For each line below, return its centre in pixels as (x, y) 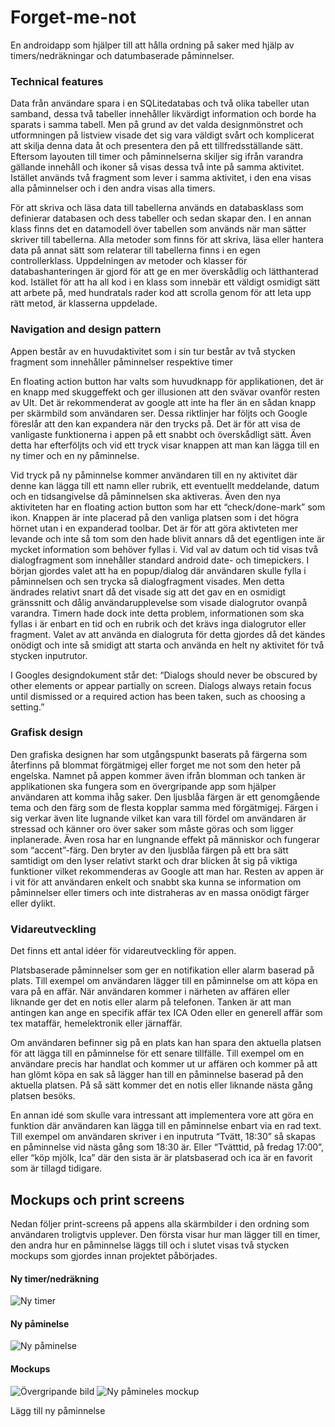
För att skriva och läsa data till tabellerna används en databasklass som (157, 208)
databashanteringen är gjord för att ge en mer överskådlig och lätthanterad (164, 272)
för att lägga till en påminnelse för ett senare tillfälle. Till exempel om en (157, 1053)
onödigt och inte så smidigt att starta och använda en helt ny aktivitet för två (167, 645)
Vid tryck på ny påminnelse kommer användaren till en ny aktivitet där (154, 475)
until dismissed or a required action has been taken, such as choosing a (158, 696)
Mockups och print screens (97, 1199)
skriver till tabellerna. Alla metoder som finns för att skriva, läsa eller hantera (167, 240)
